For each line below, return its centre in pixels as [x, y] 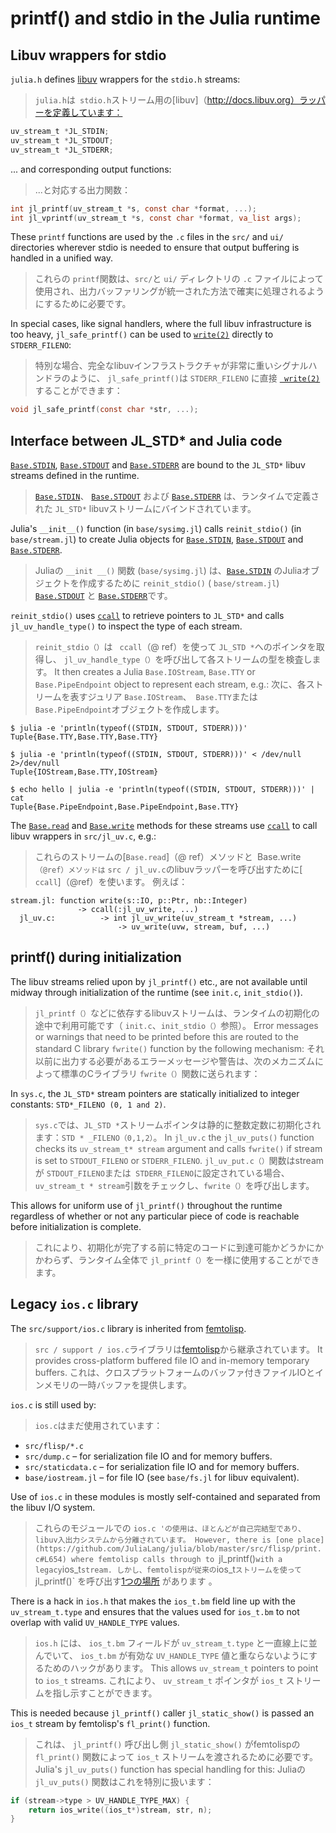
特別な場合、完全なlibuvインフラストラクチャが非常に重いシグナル [171, 366]
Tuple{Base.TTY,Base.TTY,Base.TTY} [84, 737]
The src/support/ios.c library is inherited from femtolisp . [128, 1328]
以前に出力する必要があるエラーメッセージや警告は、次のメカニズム [174, 1061]
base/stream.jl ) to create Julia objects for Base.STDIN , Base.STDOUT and [157, 539]
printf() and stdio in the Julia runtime [166, 18]
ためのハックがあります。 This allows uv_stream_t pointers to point [181, 1668]
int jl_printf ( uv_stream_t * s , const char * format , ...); [133, 208]
